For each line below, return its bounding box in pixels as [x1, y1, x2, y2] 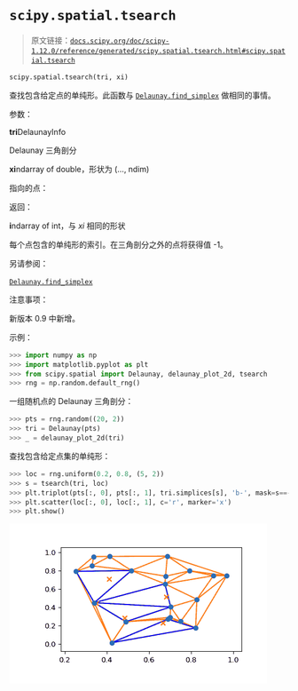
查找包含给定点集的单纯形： [9, 450, 111, 461]
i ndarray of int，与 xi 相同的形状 [9, 220, 126, 231]
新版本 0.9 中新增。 [9, 313, 80, 323]
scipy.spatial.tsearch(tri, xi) [9, 72, 129, 82]
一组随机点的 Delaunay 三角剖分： [9, 396, 134, 407]
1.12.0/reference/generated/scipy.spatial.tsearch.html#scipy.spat [30, 46, 286, 55]
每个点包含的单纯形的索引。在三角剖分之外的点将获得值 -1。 [9, 239, 229, 250]
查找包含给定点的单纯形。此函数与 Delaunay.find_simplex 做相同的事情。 [9, 90, 277, 100]
